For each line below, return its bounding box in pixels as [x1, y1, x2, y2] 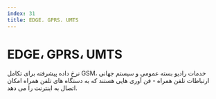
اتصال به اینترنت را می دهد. [7, 84, 78, 92]
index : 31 [7, 10, 36, 17]
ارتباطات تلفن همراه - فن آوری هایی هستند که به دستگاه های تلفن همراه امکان [7, 77, 210, 85]
